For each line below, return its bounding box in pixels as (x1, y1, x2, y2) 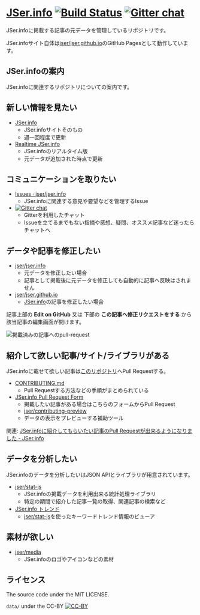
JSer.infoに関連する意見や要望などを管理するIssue (23, 198, 149, 205)
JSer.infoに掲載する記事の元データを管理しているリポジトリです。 (6, 26, 169, 34)
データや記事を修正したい (6, 246, 101, 256)
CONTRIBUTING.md (14, 380, 65, 387)
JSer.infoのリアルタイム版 (23, 147, 88, 154)
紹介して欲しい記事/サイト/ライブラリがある (6, 350, 169, 360)
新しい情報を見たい (6, 103, 77, 113)
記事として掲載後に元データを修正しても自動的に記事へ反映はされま (23, 277, 192, 284)
